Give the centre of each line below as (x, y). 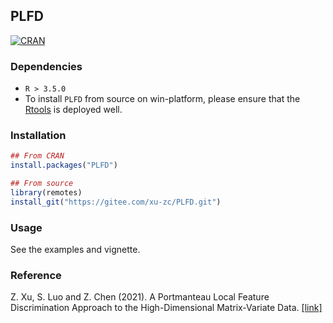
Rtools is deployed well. (73, 110)
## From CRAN (37, 156)
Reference (36, 275)
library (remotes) (46, 193)
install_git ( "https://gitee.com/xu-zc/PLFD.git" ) (116, 202)
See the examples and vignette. (75, 250)
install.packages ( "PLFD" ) (64, 165)
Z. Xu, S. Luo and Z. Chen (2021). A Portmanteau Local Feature (140, 297)
